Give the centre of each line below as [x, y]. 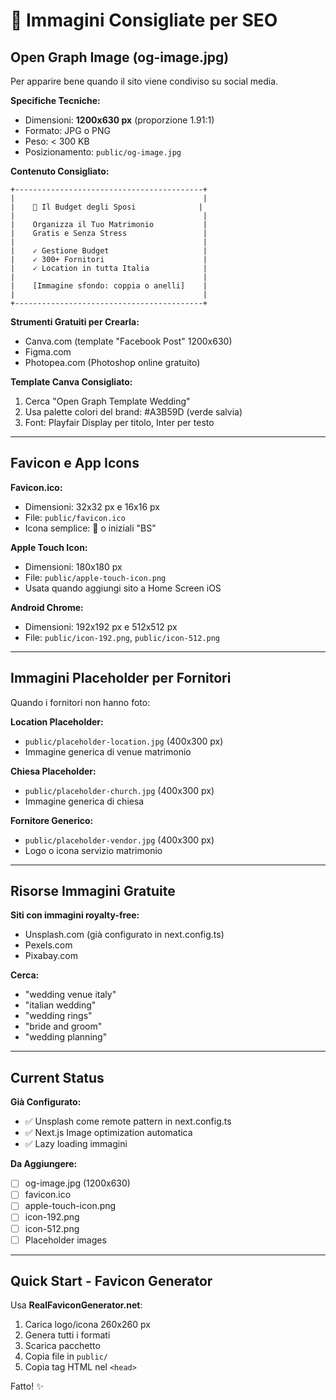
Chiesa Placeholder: [53, 771]
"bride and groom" [63, 1026]
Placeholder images [65, 1240]
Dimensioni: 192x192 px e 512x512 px [101, 626]
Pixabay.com [51, 956]
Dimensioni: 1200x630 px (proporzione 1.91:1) [119, 120]
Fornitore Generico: [52, 820]
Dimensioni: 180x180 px [73, 566]
